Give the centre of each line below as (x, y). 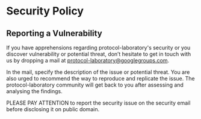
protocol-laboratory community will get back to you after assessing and (95, 85)
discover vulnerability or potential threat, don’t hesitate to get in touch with (99, 54)
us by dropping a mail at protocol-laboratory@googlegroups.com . (88, 60)
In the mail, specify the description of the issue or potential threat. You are (98, 72)
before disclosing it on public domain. (53, 109)
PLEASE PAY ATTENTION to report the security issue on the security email (98, 103)
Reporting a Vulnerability (54, 33)
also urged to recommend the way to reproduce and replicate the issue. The (100, 78)
